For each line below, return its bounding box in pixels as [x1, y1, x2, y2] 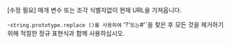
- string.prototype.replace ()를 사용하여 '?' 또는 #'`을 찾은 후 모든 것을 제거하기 [7, 21, 224, 29]
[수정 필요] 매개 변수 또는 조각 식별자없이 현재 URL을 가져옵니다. [7, 6, 182, 14]
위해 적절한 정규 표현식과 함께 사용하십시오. [7, 30, 125, 37]
